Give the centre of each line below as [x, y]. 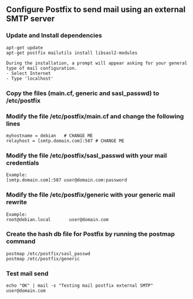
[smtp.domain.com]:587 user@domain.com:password [67, 180]
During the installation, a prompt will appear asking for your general [97, 63]
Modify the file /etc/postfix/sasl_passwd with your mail [87, 155]
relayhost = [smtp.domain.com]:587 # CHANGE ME [65, 141]
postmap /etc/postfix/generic [43, 259]
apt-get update [25, 47]
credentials [23, 162]
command [21, 242]
